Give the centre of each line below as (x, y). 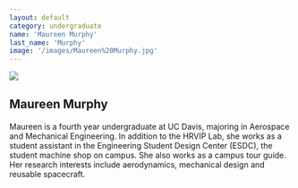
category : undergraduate (55, 26)
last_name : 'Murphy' (48, 43)
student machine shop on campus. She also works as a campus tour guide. (148, 155)
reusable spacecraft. (47, 175)
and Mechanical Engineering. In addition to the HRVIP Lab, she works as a (145, 136)
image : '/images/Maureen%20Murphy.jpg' (84, 51)
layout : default (39, 17)
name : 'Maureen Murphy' (54, 34)
